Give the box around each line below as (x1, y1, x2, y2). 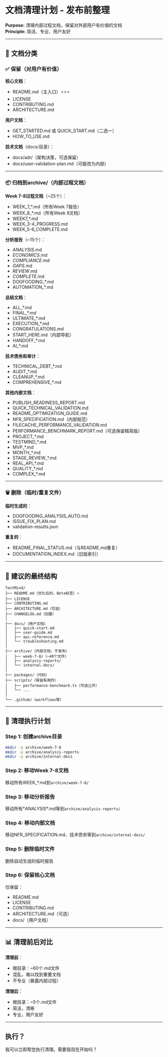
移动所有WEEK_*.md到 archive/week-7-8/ (5, 779, 89, 785)
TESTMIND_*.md (12, 439, 46, 445)
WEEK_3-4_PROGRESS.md (12, 221, 68, 227)
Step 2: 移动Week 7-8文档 (5, 767, 69, 774)
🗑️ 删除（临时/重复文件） (5, 489, 64, 496)
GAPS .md (12, 262, 32, 269)
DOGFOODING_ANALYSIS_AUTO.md (12, 513, 88, 519)
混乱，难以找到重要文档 (12, 971, 61, 977)
